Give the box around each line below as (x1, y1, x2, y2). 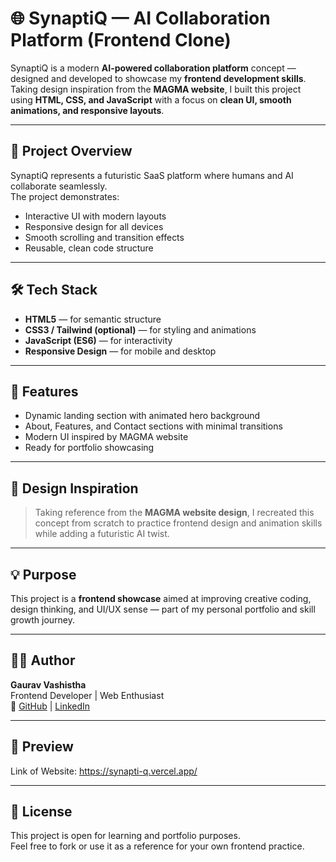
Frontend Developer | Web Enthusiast (10, 689, 165, 701)
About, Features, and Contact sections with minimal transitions (24, 420, 283, 432)
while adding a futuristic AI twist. (34, 528, 170, 540)
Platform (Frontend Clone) (10, 29, 232, 52)
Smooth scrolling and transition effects (24, 231, 185, 243)
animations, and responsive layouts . (10, 104, 165, 116)
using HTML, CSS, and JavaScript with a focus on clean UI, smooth (10, 93, 292, 106)
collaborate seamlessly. (10, 180, 108, 192)
